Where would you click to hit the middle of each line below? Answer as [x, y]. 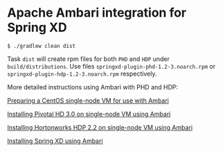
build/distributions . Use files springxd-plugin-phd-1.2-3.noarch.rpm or [111, 66]
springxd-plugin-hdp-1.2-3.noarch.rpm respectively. [82, 74]
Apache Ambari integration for [97, 13]
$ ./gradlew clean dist [42, 46]
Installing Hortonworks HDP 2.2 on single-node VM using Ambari [100, 127]
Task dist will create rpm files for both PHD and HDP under [88, 59]
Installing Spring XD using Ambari [55, 141]
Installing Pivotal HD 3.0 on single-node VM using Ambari [89, 114]
